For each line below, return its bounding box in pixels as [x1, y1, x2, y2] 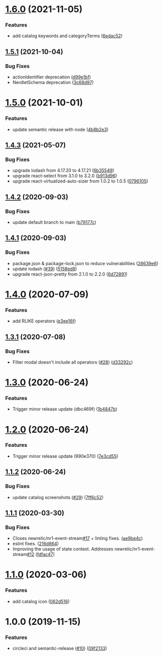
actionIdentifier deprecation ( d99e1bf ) [12, 74, 91, 80]
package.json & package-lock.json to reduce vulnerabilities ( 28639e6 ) [12, 260, 158, 266]
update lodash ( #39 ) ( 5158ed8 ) [12, 266, 77, 272]
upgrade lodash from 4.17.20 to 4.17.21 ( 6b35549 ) [12, 168, 114, 174]
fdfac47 [37, 551, 54, 557]
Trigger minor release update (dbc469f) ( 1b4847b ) [12, 406, 118, 412]
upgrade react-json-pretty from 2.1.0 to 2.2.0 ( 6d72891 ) [12, 271, 128, 277]
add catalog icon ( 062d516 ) [12, 598, 70, 604]
